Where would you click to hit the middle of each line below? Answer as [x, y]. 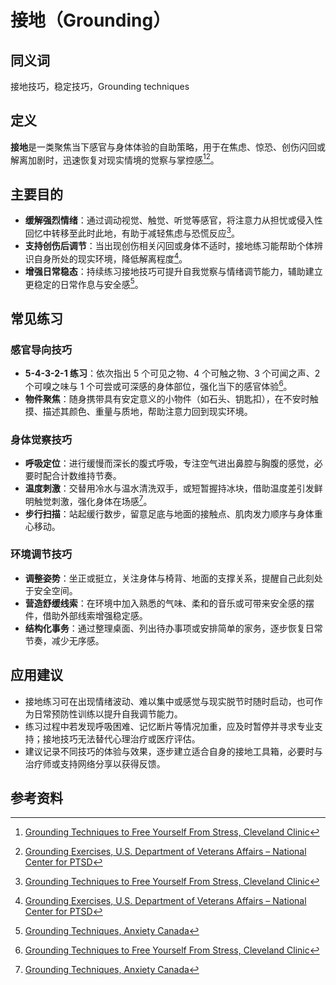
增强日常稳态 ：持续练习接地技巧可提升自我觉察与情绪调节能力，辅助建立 [173, 271]
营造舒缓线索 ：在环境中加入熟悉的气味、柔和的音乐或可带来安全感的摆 [169, 603]
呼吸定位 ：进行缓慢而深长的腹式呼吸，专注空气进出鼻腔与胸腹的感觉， [169, 463]
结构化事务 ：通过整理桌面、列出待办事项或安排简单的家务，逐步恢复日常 [173, 628]
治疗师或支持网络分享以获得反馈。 [95, 763]
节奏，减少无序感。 [64, 640]
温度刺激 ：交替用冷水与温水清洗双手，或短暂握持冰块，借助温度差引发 [169, 488]
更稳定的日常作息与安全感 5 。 [84, 283]
